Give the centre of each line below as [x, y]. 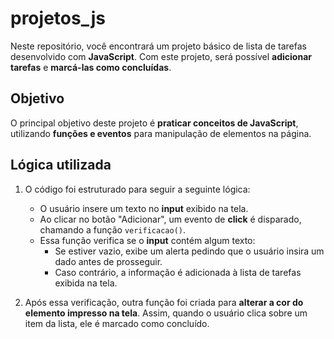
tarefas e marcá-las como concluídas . [91, 67]
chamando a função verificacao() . [113, 229]
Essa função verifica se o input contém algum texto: [147, 240]
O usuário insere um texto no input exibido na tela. [144, 208]
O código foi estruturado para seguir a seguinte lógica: [137, 189]
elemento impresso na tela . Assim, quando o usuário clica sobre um [166, 313]
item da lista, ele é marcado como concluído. [117, 323]
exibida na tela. [86, 283]
